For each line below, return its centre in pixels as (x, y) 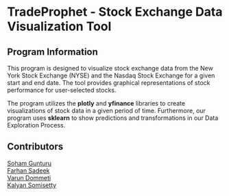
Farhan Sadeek (28, 170)
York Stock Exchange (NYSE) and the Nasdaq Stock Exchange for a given (111, 75)
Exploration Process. (36, 125)
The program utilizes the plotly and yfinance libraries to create (96, 103)
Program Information (52, 52)
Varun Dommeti (29, 177)
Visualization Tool (59, 26)
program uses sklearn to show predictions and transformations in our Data (113, 118)
